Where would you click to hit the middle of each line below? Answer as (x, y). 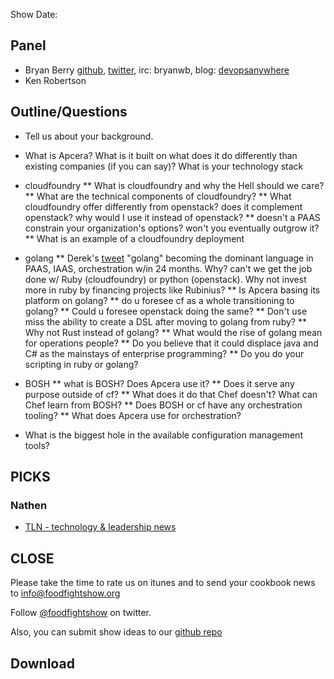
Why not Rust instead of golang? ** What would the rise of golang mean (173, 332)
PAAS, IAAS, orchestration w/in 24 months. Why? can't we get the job (168, 268)
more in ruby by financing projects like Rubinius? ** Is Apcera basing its (172, 290)
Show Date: (34, 14)
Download (42, 663)
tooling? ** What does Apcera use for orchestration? (133, 415)
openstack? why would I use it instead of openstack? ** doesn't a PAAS (172, 217)
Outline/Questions (69, 112)
